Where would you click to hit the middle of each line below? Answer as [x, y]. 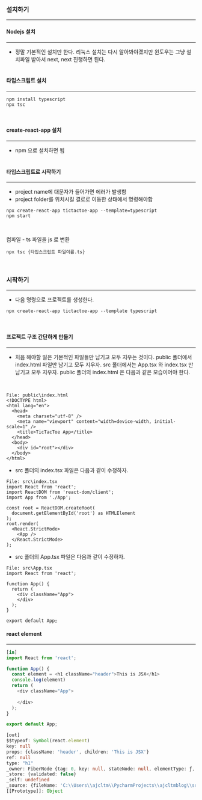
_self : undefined [28, 780]
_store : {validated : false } [41, 774]
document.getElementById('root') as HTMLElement [74, 513]
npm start [19, 216]
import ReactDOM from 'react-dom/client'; [60, 492]
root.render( [23, 524]
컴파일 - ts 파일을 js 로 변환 [38, 239]
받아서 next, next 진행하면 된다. [68, 59]
